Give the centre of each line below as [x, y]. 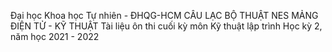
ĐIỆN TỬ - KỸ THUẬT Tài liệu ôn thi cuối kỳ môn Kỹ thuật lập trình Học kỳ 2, [166, 26]
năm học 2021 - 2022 [55, 36]
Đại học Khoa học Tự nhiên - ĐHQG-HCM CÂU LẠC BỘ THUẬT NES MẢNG [164, 15]
